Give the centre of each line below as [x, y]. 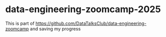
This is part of [20, 23]
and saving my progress [55, 28]
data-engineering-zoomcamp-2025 [83, 9]
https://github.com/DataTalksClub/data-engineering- [91, 23]
